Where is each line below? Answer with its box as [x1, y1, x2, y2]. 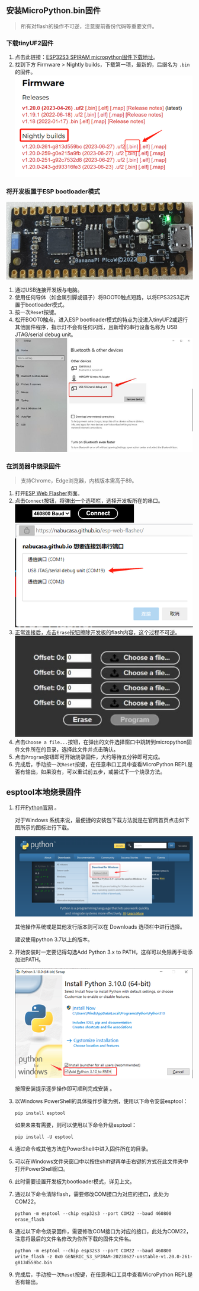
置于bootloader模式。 [14, 301, 68, 308]
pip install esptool [14, 1110, 66, 1116]
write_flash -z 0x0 [14, 1254, 63, 1259]
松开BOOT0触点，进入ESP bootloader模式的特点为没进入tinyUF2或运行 [14, 316, 188, 323]
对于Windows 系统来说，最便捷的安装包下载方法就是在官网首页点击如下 [14, 817, 190, 824]
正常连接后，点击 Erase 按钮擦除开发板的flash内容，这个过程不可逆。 [14, 629, 181, 636]
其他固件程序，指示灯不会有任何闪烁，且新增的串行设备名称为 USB [14, 323, 178, 330]
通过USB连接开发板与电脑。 [14, 286, 83, 293]
